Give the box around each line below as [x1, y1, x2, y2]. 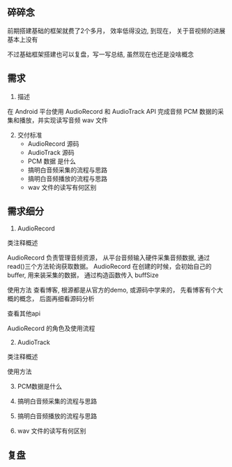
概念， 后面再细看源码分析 [19, 295, 95, 303]
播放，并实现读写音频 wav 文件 [19, 116, 108, 124]
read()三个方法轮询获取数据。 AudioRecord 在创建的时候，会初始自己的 [7, 262, 212, 271]
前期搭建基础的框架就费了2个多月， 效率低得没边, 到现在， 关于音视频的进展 [7, 27, 226, 35]
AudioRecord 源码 [27, 139, 79, 148]
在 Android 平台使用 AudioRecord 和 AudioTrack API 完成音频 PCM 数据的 [7, 107, 218, 115]
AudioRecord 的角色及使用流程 [7, 324, 95, 333]
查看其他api [7, 309, 40, 318]
